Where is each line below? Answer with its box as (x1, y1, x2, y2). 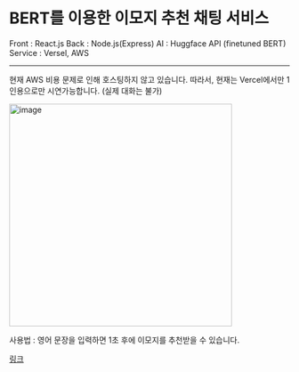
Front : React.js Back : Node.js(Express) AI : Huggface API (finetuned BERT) (9, 37, 287, 49)
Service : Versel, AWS (9, 47, 89, 58)
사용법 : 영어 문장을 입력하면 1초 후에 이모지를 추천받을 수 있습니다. (9, 335, 240, 345)
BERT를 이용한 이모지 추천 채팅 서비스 (9, 8, 270, 28)
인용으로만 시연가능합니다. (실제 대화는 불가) (9, 85, 163, 96)
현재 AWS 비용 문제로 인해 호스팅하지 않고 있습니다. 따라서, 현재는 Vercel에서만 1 (9, 74, 290, 85)
